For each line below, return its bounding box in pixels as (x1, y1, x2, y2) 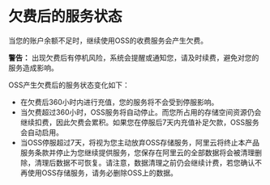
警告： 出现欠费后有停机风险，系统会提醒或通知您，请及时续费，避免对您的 (8, 53, 259, 62)
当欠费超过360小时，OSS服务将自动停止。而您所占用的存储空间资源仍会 (19, 107, 262, 117)
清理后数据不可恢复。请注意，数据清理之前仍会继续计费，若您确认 (34, 158, 255, 167)
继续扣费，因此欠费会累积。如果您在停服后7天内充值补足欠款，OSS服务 (19, 117, 259, 127)
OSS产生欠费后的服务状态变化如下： (8, 80, 130, 90)
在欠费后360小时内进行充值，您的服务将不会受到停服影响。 (19, 97, 219, 107)
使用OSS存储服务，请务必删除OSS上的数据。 (27, 167, 178, 178)
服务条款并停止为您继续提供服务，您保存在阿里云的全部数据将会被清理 (19, 147, 255, 158)
